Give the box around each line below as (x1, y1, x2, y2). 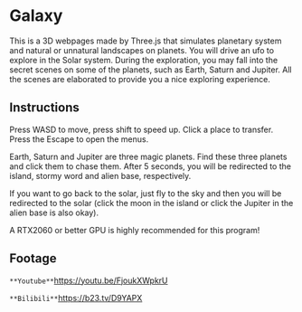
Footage (9, 251, 57, 267)
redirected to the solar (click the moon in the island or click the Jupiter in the (9, 197, 294, 208)
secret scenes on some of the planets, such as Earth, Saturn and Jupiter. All (9, 64, 292, 75)
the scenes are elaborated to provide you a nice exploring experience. (9, 73, 271, 84)
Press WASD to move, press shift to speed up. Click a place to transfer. (9, 124, 274, 135)
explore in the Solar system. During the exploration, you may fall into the (9, 54, 278, 65)
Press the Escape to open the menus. (9, 133, 149, 145)
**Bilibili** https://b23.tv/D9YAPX (9, 292, 143, 303)
